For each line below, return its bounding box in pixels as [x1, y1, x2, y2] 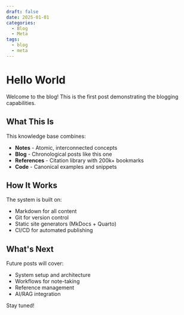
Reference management [14, 284, 75, 291]
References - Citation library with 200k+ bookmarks [14, 156, 145, 164]
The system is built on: [6, 196, 62, 203]
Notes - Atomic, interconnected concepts [14, 144, 118, 151]
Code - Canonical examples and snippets [14, 163, 117, 170]
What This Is [6, 117, 54, 127]
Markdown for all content [14, 208, 77, 215]
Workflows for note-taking [14, 278, 80, 285]
